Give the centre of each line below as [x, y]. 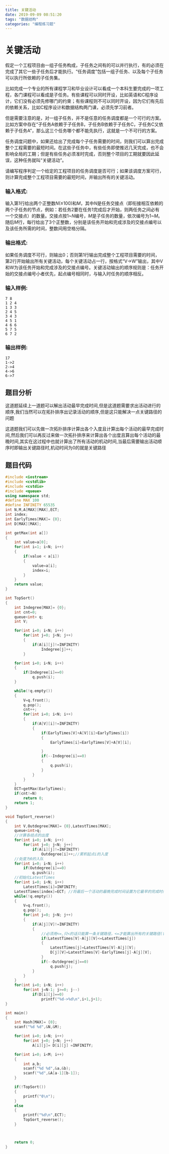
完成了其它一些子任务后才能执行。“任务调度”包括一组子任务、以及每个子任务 [84, 71]
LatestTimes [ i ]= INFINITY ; [51, 887]
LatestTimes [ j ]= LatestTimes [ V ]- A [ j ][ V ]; [93, 948]
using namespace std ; [28, 496]
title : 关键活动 [21, 10]
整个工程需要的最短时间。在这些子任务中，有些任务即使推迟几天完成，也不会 [84, 148]
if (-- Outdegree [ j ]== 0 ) [65, 962]
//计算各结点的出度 [32, 835]
